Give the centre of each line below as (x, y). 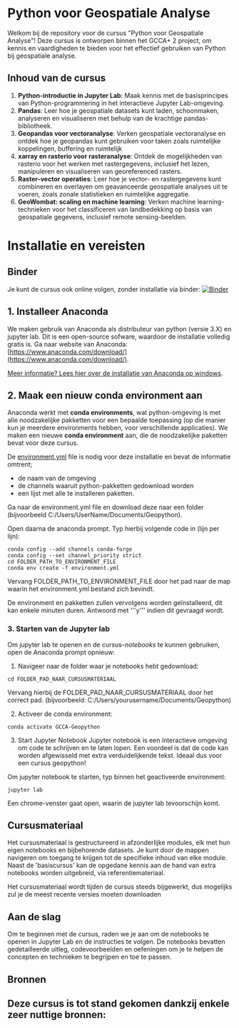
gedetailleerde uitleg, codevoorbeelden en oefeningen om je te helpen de (115, 949)
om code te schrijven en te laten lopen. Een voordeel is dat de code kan (123, 747)
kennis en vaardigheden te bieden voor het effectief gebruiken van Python (117, 48)
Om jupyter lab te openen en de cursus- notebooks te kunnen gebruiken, (114, 644)
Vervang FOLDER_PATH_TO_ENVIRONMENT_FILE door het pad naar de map (119, 582)
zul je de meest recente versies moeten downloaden (85, 894)
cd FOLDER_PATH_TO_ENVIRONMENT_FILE (62, 562)
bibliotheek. (35, 126)
